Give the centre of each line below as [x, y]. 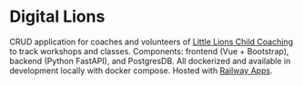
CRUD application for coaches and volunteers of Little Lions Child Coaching [151, 42]
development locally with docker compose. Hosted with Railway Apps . [141, 71]
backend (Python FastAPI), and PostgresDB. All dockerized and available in [150, 61]
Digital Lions [57, 17]
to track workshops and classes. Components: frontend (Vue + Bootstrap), [149, 51]
